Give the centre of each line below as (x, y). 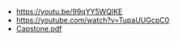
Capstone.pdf (39, 29)
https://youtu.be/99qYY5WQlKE (69, 12)
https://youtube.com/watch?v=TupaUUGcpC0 (93, 20)
